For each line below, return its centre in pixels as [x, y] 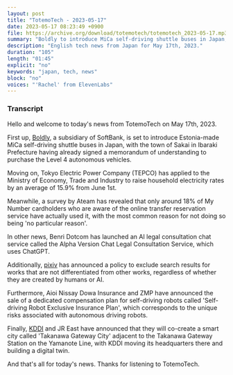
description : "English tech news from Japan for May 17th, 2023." [105, 46]
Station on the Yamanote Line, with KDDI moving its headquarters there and [115, 343]
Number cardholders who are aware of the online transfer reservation [106, 208]
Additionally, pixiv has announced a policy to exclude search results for [109, 265]
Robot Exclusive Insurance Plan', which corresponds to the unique [123, 307]
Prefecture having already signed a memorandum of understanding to [107, 152]
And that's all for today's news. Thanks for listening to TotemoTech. [103, 364]
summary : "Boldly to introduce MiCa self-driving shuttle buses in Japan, [118, 40]
